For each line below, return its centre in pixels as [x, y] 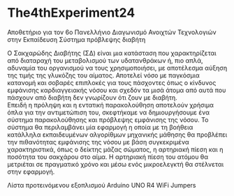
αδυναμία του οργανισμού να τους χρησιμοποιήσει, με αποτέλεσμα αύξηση [117, 68]
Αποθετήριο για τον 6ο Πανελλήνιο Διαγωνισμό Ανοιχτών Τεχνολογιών [112, 32]
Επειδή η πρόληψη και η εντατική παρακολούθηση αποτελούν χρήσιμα [111, 105]
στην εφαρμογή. [31, 172]
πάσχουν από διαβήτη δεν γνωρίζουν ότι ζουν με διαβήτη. [93, 97]
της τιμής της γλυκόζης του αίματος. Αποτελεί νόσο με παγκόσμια [104, 75]
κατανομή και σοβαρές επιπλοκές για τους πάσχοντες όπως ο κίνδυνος [112, 82]
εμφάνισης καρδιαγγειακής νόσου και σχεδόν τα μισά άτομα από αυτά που [117, 90]
